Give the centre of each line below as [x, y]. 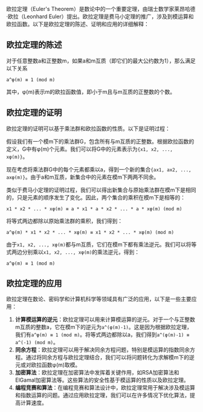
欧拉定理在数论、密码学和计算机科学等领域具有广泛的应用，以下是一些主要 [99, 299]
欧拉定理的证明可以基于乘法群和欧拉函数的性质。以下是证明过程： [88, 128]
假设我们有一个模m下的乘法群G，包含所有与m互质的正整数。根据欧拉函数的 [100, 141]
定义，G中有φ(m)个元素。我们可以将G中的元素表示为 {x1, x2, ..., [90, 149]
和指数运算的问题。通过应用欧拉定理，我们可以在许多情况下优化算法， [102, 395]
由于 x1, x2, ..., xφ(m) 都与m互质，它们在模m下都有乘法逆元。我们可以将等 [101, 244]
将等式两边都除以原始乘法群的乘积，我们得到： [64, 221]
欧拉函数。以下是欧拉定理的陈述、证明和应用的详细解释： [78, 24]
